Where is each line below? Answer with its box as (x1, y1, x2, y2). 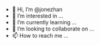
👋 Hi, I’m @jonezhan (12, 6, 62, 13)
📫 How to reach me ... (12, 32, 68, 39)
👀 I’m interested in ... (12, 12, 64, 19)
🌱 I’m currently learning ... (12, 19, 77, 26)
